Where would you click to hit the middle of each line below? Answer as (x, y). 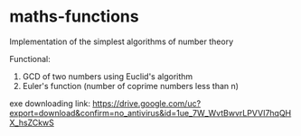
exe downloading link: (50, 103)
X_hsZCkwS (32, 122)
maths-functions (74, 17)
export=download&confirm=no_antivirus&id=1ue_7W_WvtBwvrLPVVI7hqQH (150, 113)
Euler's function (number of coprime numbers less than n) (131, 86)
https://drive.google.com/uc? (146, 103)
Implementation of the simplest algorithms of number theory (121, 41)
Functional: (30, 59)
